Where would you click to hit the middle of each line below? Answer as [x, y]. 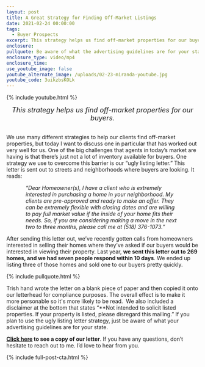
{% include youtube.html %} [42, 98]
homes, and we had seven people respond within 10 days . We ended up [99, 258]
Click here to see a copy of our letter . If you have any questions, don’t [95, 339]
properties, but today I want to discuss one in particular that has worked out [102, 144]
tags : [13, 29]
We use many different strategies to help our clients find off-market [91, 137]
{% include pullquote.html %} [43, 277]
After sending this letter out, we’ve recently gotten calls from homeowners [100, 239]
